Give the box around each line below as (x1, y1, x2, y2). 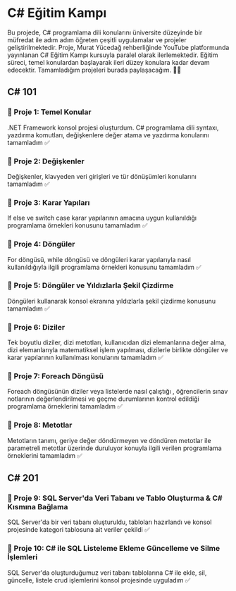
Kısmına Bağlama (7, 502, 68, 512)
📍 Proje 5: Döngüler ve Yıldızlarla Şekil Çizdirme (7, 280, 174, 290)
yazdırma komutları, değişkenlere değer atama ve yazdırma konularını (7, 130, 209, 139)
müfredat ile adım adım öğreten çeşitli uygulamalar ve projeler (7, 35, 187, 44)
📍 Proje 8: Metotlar (7, 421, 73, 430)
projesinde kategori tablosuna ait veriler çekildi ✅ (7, 525, 150, 534)
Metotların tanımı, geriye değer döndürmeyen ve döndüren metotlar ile (7, 436, 211, 444)
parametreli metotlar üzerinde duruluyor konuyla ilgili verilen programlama (7, 444, 222, 452)
